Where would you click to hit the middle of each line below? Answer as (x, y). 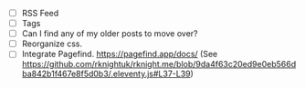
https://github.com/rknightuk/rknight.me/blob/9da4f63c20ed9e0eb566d (159, 64)
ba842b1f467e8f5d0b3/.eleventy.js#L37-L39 (106, 74)
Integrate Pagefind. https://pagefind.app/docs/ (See (120, 54)
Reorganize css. (52, 44)
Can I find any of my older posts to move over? (110, 34)
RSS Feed (40, 13)
